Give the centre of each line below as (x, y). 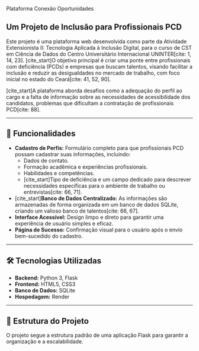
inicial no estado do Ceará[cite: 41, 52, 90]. (59, 79)
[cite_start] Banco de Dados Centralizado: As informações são (91, 198)
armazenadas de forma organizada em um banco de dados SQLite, (97, 204)
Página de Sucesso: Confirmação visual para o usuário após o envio (99, 230)
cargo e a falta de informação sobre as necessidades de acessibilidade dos (98, 96)
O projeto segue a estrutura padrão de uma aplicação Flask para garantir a (97, 335)
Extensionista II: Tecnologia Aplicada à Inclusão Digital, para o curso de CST (99, 47)
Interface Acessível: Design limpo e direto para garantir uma (89, 217)
